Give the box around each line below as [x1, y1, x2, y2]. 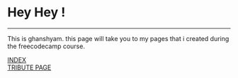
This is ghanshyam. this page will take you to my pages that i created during [7, 34, 229, 43]
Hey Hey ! [7, 4, 66, 21]
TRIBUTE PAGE [7, 63, 52, 72]
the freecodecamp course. [7, 42, 85, 50]
